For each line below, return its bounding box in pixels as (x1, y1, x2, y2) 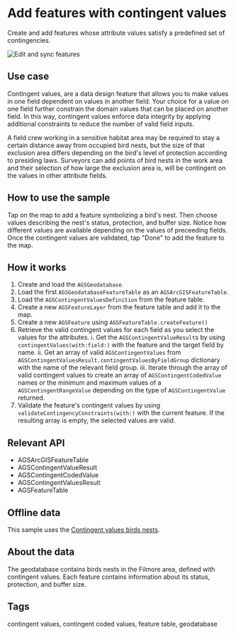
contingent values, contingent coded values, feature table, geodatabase (7, 619, 218, 628)
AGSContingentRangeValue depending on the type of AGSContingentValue (17, 386, 226, 395)
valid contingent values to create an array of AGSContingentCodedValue (17, 371, 222, 380)
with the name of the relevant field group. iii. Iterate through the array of (17, 363, 228, 372)
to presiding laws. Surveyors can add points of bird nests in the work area (7, 156, 223, 164)
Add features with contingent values (7, 5, 227, 21)
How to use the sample (7, 192, 111, 204)
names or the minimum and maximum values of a (17, 378, 162, 387)
